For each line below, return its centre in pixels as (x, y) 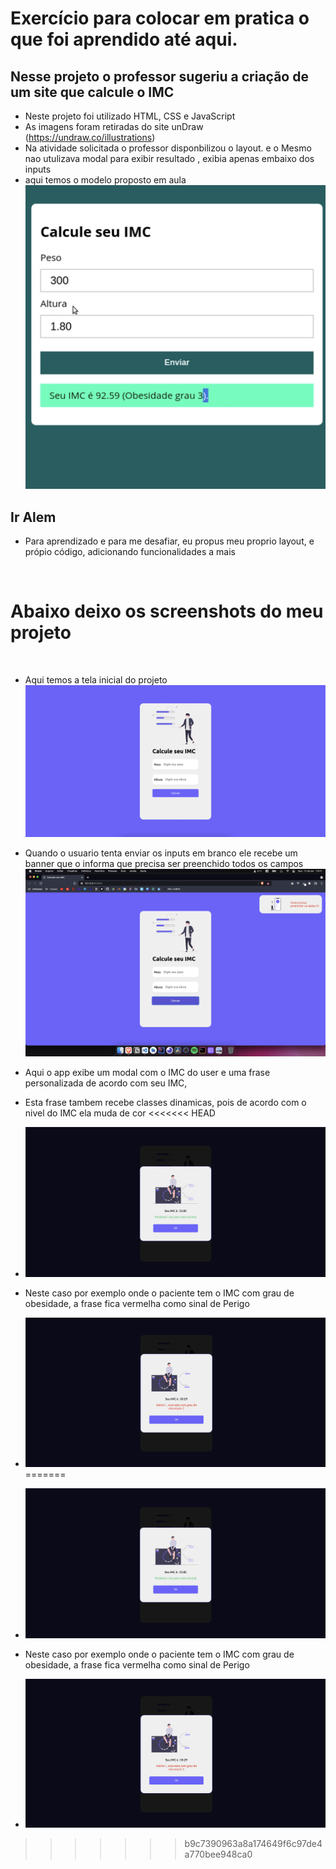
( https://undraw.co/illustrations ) (90, 137)
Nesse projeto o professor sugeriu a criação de (159, 76)
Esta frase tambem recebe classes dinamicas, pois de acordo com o (165, 1102)
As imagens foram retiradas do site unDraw (114, 126)
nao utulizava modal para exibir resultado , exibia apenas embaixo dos (169, 158)
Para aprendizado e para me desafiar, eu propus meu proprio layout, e (169, 541)
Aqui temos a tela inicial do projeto (96, 679)
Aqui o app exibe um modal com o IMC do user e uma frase (147, 1072)
